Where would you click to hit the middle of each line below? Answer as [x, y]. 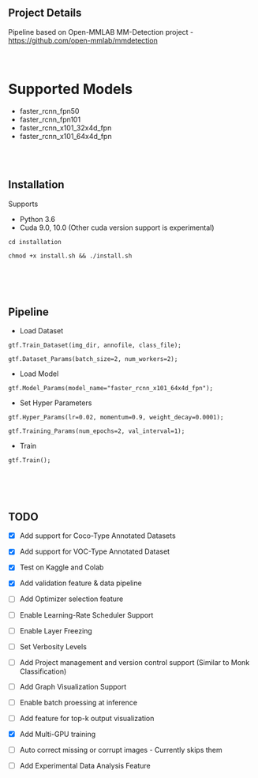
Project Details [45, 13]
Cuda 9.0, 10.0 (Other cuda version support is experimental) [117, 227]
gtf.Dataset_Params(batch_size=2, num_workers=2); [93, 359]
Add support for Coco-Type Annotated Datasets [97, 536]
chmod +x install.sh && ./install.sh [70, 256]
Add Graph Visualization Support [73, 686]
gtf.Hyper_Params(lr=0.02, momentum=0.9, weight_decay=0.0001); [116, 418]
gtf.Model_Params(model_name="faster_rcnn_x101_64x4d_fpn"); [111, 389]
